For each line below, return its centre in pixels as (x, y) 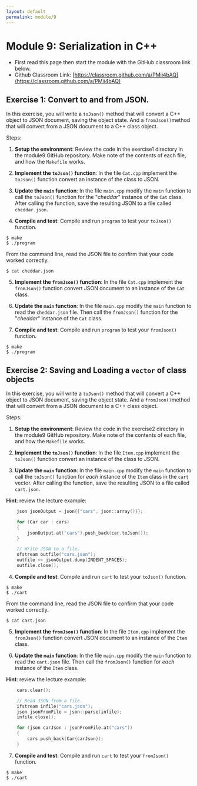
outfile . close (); (38, 566)
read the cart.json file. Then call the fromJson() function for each (94, 661)
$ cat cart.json (26, 621)
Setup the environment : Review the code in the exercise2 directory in (99, 429)
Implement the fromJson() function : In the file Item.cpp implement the (100, 631)
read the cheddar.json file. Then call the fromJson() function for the (96, 312)
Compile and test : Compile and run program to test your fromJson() (96, 330)
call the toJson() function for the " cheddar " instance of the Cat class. (99, 197)
